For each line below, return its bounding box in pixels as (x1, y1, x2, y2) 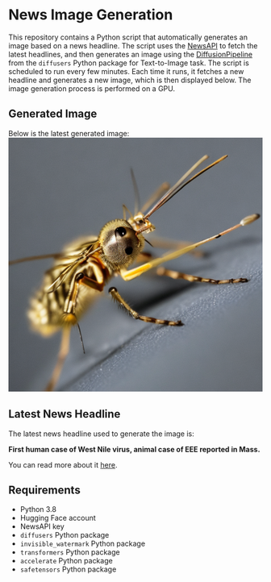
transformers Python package (19, 547, 120, 557)
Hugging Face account (19, 513, 97, 523)
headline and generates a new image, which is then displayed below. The (8, 75, 252, 85)
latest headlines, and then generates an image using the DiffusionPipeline (8, 49, 252, 59)
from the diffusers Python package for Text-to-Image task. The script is (8, 58, 250, 68)
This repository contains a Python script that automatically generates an (8, 32, 248, 42)
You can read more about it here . (8, 459, 118, 469)
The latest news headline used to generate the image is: (8, 429, 195, 439)
